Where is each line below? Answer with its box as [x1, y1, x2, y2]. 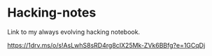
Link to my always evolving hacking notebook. [7, 28, 141, 36]
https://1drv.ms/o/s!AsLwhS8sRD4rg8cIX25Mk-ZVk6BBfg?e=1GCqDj [7, 41, 206, 49]
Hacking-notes [7, 5, 97, 21]
